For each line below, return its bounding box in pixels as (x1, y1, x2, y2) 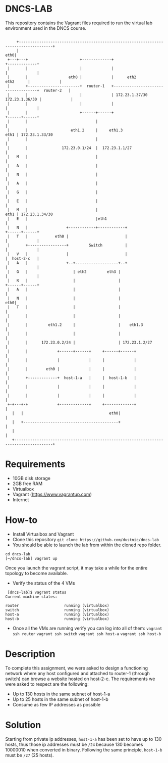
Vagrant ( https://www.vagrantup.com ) (12, 491, 92, 497)
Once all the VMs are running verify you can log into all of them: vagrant (12, 625, 162, 631)
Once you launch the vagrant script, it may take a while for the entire (5, 564, 148, 571)
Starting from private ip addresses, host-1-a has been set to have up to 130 (5, 736, 162, 742)
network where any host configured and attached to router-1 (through (5, 670, 150, 676)
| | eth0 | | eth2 (7, 74, 137, 80)
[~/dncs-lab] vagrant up (5, 556, 58, 561)
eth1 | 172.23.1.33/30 (5, 132, 53, 137)
